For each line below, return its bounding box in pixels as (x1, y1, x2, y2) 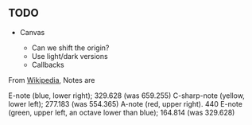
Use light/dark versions (31, 51, 109, 61)
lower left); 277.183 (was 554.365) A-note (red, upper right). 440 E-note (8, 99, 242, 108)
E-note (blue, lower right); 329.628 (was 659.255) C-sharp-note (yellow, (8, 91, 245, 100)
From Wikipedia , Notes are (8, 75, 95, 84)
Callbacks (31, 60, 65, 69)
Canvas (19, 27, 45, 37)
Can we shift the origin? (31, 43, 110, 53)
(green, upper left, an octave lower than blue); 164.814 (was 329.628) (8, 107, 235, 117)
